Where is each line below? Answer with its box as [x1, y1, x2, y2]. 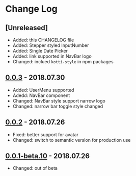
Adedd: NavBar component [12, 92, 70, 98]
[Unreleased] [5, 23, 48, 32]
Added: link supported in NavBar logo [12, 53, 92, 59]
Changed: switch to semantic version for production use [12, 137, 131, 143]
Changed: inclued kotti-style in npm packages [12, 59, 114, 64]
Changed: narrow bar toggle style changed [12, 103, 103, 109]
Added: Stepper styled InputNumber [12, 42, 89, 48]
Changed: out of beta [12, 165, 58, 171]
